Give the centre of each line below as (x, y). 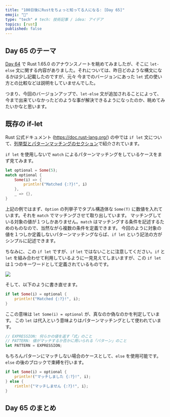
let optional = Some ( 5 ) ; (31, 170)
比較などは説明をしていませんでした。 (58, 83)
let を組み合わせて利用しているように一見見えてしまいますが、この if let (83, 258)
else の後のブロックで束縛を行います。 (46, 362)
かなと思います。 (32, 106)
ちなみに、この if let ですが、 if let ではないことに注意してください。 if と (85, 251)
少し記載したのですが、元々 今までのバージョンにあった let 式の (86, 76)
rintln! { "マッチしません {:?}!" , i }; (52, 386)
